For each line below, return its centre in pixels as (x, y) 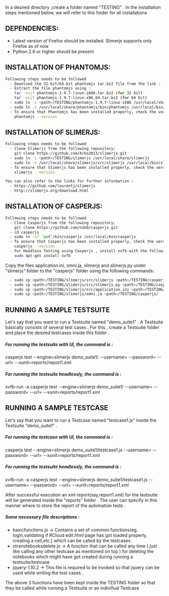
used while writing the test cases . (48, 573)
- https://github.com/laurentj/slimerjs (53, 186)
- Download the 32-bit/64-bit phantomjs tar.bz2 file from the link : (85, 84)
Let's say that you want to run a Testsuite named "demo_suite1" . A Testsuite (84, 322)
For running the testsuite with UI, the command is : (59, 344)
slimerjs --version (35, 172)
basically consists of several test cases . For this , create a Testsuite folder (82, 328)
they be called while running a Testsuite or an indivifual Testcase (72, 588)
